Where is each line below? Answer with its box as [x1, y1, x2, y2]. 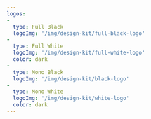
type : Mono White [13, 88, 64, 95]
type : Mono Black [13, 69, 64, 76]
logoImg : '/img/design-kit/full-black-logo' [13, 29, 145, 37]
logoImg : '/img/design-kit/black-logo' [13, 75, 130, 83]
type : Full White [13, 43, 64, 50]
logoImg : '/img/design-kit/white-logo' [13, 95, 130, 102]
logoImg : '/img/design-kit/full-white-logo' [13, 50, 145, 57]
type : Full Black [13, 23, 64, 30]
